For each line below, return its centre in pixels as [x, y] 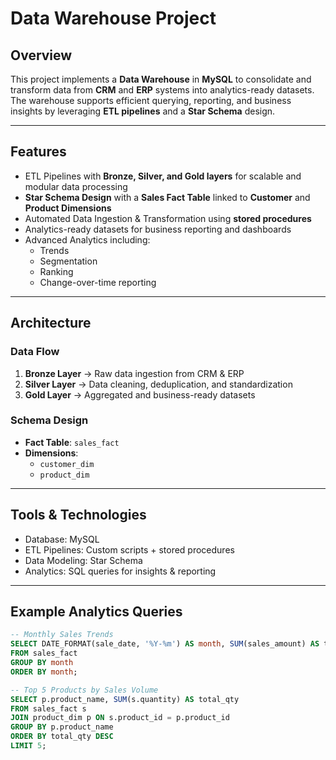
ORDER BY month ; [44, 672]
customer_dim [67, 464]
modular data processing [76, 186]
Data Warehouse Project [113, 18]
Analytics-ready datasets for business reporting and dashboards [158, 229]
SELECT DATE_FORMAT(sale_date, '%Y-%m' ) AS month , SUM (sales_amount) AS [165, 644]
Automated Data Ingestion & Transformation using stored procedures [168, 218]
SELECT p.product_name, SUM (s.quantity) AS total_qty [125, 699]
